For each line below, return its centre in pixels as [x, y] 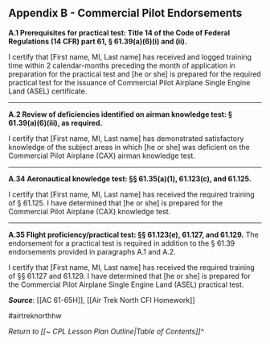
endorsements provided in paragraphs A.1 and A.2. [92, 251]
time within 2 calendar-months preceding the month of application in [122, 65]
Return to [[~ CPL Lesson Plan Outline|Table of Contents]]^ [106, 331]
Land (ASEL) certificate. [48, 91]
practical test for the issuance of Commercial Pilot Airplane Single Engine [129, 82]
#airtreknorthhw [35, 315]
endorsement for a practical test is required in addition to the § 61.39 [122, 243]
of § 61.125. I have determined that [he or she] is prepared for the [116, 203]
